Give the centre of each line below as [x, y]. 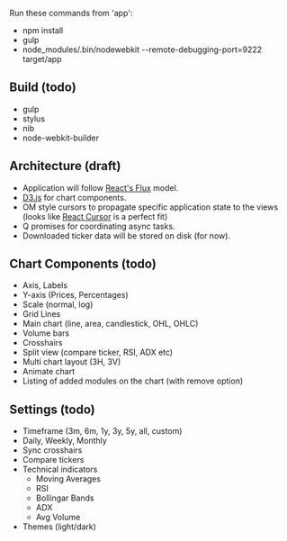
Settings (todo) [53, 409]
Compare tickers [53, 460]
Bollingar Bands [65, 498]
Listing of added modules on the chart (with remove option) [133, 381]
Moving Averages [68, 479]
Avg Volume [58, 518]
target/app [42, 59]
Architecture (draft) [65, 166]
